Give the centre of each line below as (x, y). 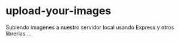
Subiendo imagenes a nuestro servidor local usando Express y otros (90, 27)
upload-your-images (58, 11)
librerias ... (19, 33)
